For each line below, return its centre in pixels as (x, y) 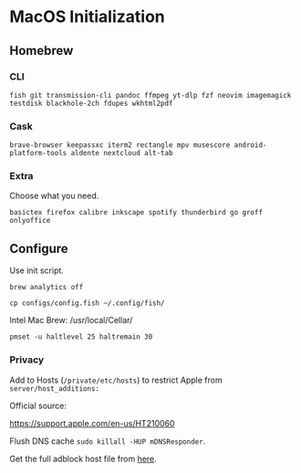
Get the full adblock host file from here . (83, 458)
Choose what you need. (54, 196)
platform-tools (38, 153)
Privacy (27, 360)
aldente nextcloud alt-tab (122, 153)
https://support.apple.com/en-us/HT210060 (92, 423)
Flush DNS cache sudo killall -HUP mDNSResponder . (108, 441)
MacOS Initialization (88, 17)
